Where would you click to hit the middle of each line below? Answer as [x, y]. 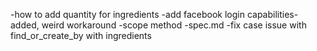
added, [25, 25]
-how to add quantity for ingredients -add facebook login [127, 14]
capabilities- [272, 14]
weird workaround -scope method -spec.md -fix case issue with [174, 25]
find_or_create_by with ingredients [81, 35]
